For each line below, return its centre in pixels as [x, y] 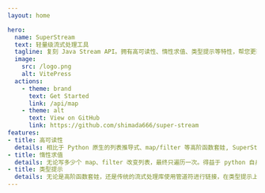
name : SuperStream [45, 37]
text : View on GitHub [64, 118]
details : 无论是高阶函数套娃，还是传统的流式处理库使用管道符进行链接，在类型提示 [133, 177]
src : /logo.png [47, 67]
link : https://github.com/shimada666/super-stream [114, 126]
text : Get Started [59, 96]
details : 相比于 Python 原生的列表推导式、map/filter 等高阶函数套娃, [122, 147]
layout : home [29, 15]
